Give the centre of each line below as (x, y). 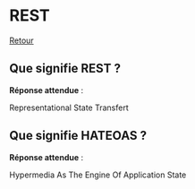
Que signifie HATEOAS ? (78, 136)
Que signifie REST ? (65, 69)
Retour (21, 40)
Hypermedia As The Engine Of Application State (98, 175)
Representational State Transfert (69, 107)
